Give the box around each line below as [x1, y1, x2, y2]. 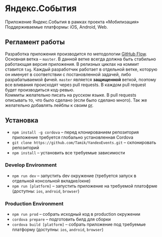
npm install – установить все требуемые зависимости [12, 149, 125, 155]
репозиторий [12, 145, 40, 150]
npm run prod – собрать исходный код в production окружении [12, 211, 140, 217]
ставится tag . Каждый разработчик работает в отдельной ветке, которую [5, 66, 158, 72]
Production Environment [5, 200, 64, 207]
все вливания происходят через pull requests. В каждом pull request [5, 82, 146, 88]
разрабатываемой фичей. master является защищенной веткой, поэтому [5, 76, 156, 82]
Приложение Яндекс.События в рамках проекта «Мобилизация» [5, 19, 139, 25]
